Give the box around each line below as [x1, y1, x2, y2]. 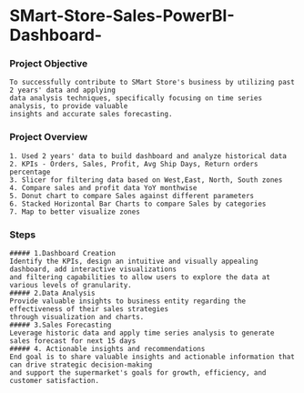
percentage [9, 167, 51, 176]
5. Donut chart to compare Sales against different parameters [9, 191, 255, 200]
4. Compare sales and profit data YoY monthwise [9, 183, 198, 192]
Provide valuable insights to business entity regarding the [9, 297, 247, 306]
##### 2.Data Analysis [9, 288, 96, 298]
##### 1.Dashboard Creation [9, 249, 117, 258]
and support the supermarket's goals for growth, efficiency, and [9, 368, 267, 378]
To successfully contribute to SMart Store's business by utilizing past [9, 78, 296, 87]
